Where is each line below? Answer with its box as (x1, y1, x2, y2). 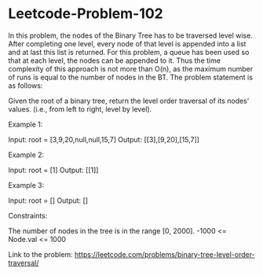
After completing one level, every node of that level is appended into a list (8, 38, 247, 48)
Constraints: (8, 211, 48, 220)
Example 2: (8, 150, 45, 159)
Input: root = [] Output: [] (8, 196, 89, 205)
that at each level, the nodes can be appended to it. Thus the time (8, 56, 221, 65)
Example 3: (8, 180, 45, 189)
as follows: (8, 80, 43, 90)
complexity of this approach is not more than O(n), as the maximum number (8, 64, 254, 73)
